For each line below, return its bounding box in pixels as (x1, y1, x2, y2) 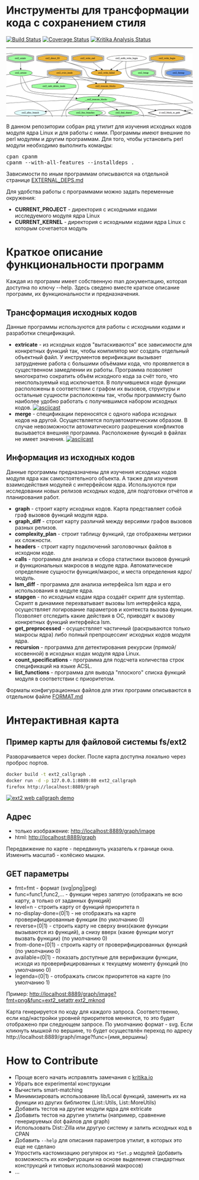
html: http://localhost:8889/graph (14, 834, 97, 841)
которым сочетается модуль (14, 225, 88, 232)
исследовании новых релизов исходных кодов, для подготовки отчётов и (6, 487, 193, 494)
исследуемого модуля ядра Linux (14, 212, 100, 219)
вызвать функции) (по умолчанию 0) (14, 935, 108, 942)
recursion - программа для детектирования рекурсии (14, 644, 152, 651)
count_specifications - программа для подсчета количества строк (14, 656, 185, 663)
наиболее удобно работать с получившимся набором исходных (14, 398, 178, 405)
